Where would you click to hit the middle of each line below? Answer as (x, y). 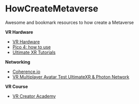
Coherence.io (26, 71)
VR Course (17, 86)
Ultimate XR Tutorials (34, 52)
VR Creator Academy (34, 96)
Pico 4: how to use (31, 47)
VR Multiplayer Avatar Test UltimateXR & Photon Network (71, 77)
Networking (18, 62)
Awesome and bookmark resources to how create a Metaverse (69, 22)
